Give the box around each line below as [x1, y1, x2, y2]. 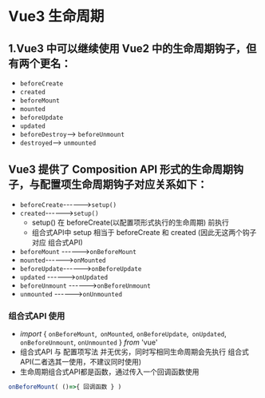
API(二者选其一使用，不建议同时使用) [19, 357, 142, 367]
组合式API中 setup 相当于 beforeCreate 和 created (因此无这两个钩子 [31, 227, 257, 237]
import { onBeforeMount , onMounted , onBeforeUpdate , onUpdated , [19, 329, 227, 339]
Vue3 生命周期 [8, 7, 105, 26]
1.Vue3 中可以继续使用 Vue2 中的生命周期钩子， [8, 42, 247, 55]
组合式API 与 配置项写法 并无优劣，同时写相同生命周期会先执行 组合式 [19, 347, 249, 356]
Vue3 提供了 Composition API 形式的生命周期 [8, 163, 234, 177]
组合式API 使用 [8, 310, 65, 321]
